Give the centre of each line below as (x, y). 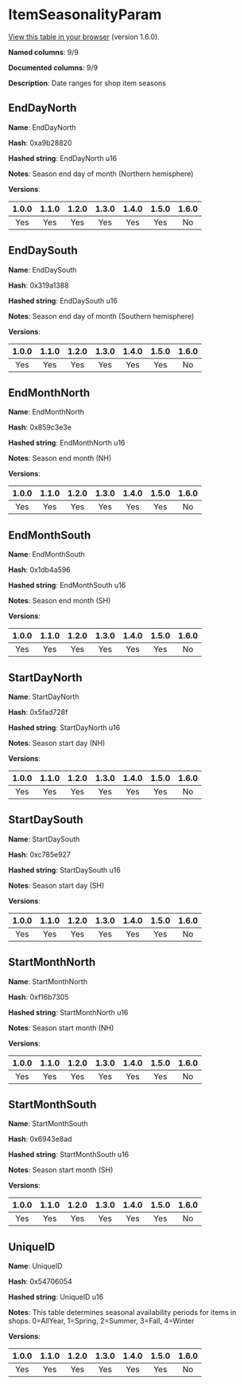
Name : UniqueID (35, 1266)
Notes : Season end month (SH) (60, 601)
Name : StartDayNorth (44, 696)
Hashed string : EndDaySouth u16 (63, 300)
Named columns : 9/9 (44, 52)
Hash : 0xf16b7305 (39, 997)
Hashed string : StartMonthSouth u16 (69, 1155)
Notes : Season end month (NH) (60, 458)
